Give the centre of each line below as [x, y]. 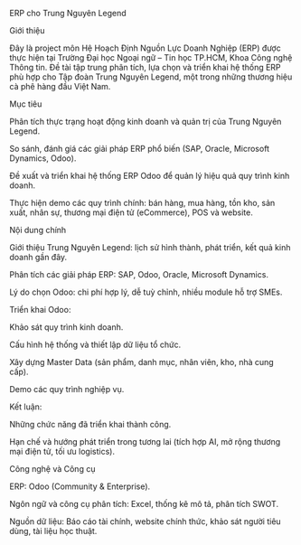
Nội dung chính [38, 230]
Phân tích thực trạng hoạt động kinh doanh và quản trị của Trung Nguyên [146, 122]
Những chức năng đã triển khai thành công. [90, 424]
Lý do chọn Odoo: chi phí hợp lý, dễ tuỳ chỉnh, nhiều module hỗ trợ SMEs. [146, 292]
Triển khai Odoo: [40, 310]
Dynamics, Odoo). [43, 158]
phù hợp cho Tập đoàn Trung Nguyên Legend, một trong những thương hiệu [151, 77]
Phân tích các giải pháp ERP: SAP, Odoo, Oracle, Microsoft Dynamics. [139, 274]
